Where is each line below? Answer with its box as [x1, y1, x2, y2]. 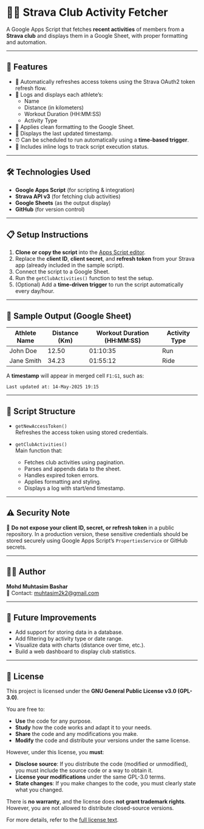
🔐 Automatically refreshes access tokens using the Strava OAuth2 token [15, 78, 195, 85]
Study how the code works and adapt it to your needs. [15, 724, 152, 731]
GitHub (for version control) [15, 205, 85, 213]
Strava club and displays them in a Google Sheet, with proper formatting [6, 32, 188, 39]
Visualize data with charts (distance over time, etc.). [15, 641, 146, 649]
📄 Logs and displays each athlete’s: [15, 91, 103, 98]
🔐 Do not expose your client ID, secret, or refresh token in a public [6, 524, 175, 531]
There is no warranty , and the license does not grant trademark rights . [6, 798, 186, 805]
